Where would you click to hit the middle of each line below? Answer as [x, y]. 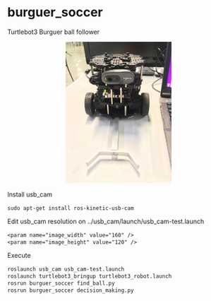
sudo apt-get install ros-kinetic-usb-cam [71, 208]
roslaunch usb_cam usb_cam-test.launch [66, 269]
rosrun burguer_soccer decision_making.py [71, 290]
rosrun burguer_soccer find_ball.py [61, 283]
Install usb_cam [30, 194]
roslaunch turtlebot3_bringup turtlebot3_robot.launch [90, 276]
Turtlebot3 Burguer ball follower [54, 32]
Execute [19, 255]
